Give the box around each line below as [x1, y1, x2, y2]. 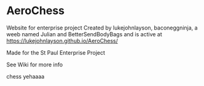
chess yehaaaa [6, 72, 45, 80]
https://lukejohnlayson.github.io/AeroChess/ [6, 37, 119, 44]
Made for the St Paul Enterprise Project [6, 49, 106, 56]
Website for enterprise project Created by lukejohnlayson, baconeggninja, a [6, 24, 198, 31]
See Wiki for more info [6, 61, 63, 68]
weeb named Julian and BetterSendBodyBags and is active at [6, 30, 163, 37]
